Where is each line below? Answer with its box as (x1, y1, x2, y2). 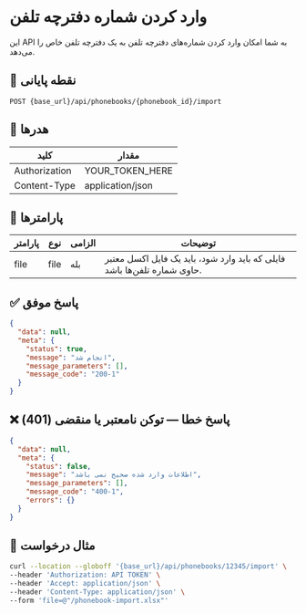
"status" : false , (25, 462, 92, 471)
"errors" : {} (25, 495, 76, 505)
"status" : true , (25, 344, 88, 353)
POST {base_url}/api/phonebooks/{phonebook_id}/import (9, 97, 222, 106)
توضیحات (180, 237, 217, 250)
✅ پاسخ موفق (9, 295, 79, 310)
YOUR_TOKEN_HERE (84, 164, 173, 177)
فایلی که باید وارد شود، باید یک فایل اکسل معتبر (104, 253, 286, 265)
